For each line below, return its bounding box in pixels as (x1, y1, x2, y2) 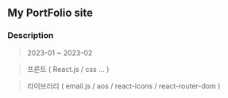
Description (7, 30, 54, 41)
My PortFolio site (7, 6, 93, 20)
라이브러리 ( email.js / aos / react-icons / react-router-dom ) (26, 81, 221, 90)
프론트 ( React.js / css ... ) (26, 64, 110, 73)
